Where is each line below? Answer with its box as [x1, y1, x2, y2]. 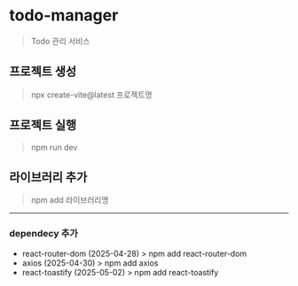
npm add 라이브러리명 [30, 195, 109, 205]
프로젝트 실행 [9, 118, 77, 133]
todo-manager [9, 5, 119, 26]
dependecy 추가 [9, 228, 78, 240]
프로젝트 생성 [9, 64, 77, 80]
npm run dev [30, 142, 78, 152]
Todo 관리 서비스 [30, 35, 90, 46]
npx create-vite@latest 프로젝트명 [30, 89, 153, 100]
